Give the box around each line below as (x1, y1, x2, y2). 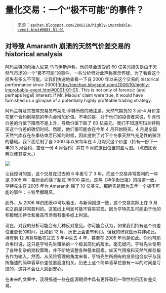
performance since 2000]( (5, 82, 59, 87)
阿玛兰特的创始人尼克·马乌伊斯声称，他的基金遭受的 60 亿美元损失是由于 (5, 64, 153, 70)
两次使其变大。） (5, 151, 38, 157)
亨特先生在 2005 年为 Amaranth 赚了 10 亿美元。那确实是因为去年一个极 (5, 183, 152, 189)
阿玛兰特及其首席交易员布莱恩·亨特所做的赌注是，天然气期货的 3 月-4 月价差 (5, 107, 161, 114)
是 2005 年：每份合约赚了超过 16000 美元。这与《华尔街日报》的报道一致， (5, 176, 159, 183)
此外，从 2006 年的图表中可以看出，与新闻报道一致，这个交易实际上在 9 (5, 200, 152, 206)
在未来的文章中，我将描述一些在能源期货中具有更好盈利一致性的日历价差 (5, 276, 152, 282)
